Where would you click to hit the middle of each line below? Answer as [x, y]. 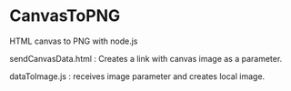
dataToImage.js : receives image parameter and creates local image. [137, 76]
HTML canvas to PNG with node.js [74, 41]
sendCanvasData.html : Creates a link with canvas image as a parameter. [146, 58]
